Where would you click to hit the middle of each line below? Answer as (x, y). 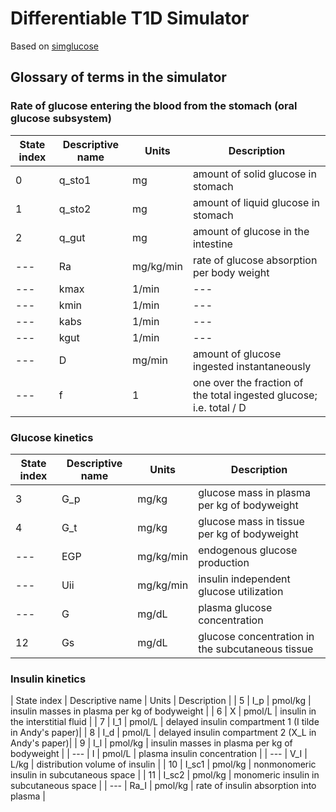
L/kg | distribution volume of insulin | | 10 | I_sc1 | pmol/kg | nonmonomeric (163, 764)
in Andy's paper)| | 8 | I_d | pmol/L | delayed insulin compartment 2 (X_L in (163, 733)
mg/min (149, 360)
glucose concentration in (256, 636)
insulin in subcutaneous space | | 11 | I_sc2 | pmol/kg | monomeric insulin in (165, 775)
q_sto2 (75, 209)
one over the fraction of (248, 382)
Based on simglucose (54, 46)
